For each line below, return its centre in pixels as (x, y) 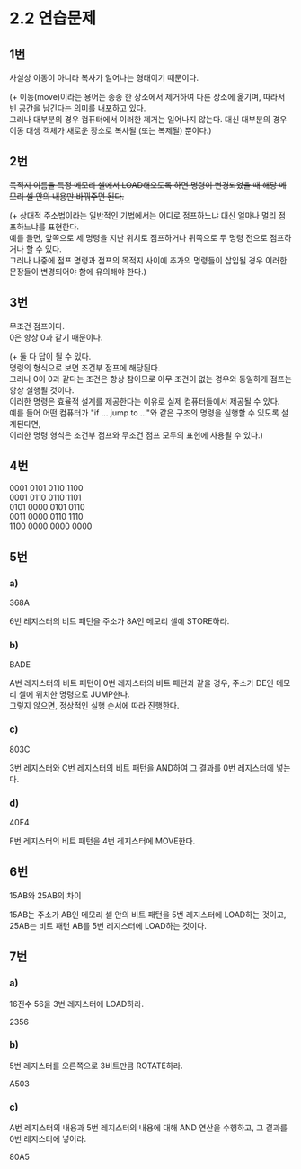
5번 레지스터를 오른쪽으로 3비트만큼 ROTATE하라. (96, 1066)
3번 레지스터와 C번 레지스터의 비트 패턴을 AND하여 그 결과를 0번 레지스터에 (142, 767)
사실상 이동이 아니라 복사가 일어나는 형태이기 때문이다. (104, 78)
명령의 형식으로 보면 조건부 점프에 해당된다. (85, 367)
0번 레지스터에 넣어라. (48, 1139)
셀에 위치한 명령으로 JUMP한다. (74, 694)
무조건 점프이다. (37, 326)
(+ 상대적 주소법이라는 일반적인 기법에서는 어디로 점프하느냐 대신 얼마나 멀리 (143, 215)
